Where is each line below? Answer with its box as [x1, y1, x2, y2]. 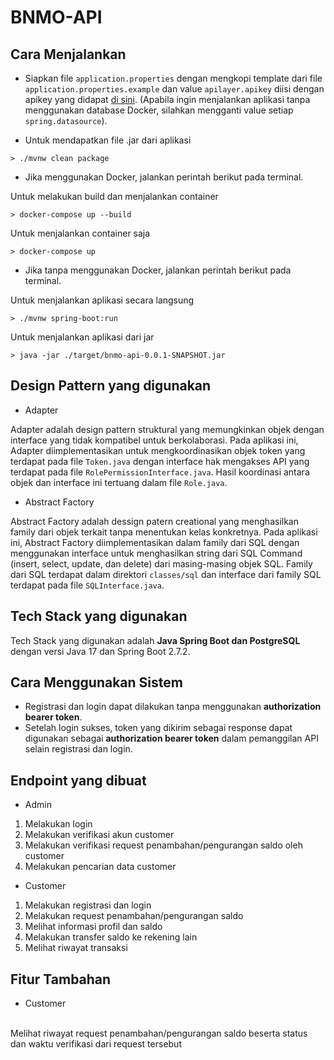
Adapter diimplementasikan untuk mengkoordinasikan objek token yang [10, 444, 306, 456]
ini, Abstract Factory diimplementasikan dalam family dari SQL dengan [10, 536, 300, 548]
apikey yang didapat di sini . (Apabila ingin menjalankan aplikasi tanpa [24, 94, 311, 105]
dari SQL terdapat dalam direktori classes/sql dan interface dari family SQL [10, 568, 322, 580]
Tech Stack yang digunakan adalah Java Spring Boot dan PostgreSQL [10, 634, 301, 646]
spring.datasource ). [24, 115, 108, 126]
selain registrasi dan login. [24, 743, 133, 755]
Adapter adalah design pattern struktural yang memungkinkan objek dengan [10, 423, 325, 435]
